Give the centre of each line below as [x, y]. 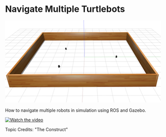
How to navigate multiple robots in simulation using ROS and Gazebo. [76, 110]
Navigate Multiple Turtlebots [65, 9]
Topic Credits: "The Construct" [37, 129]
